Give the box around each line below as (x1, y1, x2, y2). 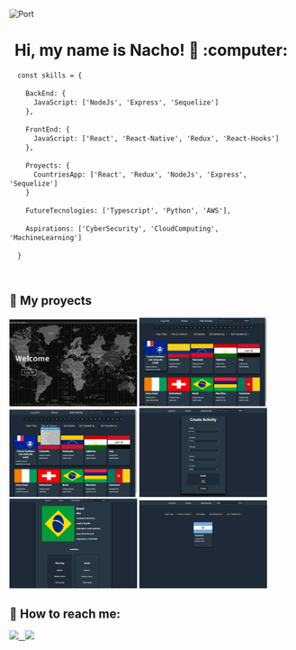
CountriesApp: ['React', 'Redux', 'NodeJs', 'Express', (32, 169, 247, 179)
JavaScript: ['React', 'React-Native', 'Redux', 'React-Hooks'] (32, 133, 280, 143)
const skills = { (17, 70, 83, 80)
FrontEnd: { (25, 124, 70, 134)
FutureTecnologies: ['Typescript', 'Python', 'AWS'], (25, 206, 231, 215)
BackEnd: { (25, 88, 67, 98)
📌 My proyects (9, 293, 93, 308)
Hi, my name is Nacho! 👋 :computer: (14, 41, 288, 60)
